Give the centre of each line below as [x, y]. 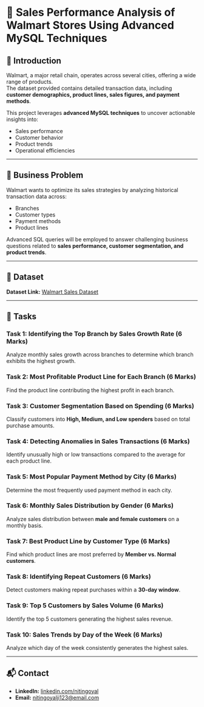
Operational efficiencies [45, 150]
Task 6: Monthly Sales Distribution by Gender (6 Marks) [90, 506]
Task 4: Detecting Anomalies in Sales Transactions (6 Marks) [98, 441]
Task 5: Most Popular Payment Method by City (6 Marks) [92, 477]
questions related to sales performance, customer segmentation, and [95, 246]
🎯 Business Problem [45, 175]
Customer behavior [39, 137]
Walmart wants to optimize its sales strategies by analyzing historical [92, 190]
